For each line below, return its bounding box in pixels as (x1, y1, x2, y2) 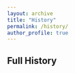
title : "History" (7, 17, 57, 23)
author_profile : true (7, 29, 69, 36)
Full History (7, 54, 57, 66)
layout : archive (7, 10, 53, 17)
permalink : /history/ (7, 23, 69, 30)
